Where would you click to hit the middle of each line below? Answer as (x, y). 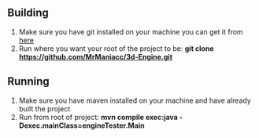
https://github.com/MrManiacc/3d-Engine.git (96, 56)
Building (28, 13)
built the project (44, 108)
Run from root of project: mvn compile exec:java (98, 117)
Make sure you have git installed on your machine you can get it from (131, 31)
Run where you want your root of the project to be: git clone (116, 48)
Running (29, 82)
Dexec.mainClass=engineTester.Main (81, 125)
